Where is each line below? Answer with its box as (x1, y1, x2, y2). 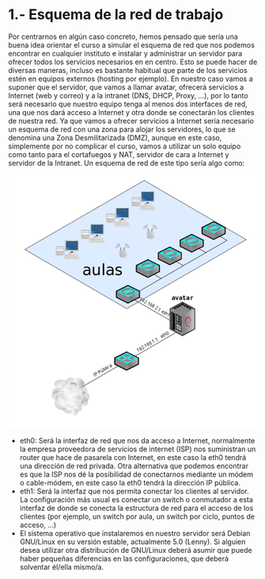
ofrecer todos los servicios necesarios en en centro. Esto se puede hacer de (8, 57, 258, 67)
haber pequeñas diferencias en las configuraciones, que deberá (19, 554, 229, 563)
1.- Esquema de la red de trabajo (8, 6, 224, 24)
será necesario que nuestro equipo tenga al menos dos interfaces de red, (8, 99, 248, 109)
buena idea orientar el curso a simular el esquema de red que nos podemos (8, 40, 256, 49)
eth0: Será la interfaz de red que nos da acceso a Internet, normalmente (19, 435, 256, 445)
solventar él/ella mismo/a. (19, 562, 104, 572)
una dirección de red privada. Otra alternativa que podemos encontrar (19, 461, 249, 470)
